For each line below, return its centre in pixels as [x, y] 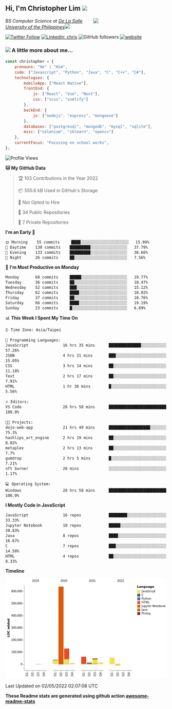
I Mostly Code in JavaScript [35, 505]
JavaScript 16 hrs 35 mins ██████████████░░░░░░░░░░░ [86, 345]
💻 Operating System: [28, 484]
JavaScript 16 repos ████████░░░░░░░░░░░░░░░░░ [86, 515]
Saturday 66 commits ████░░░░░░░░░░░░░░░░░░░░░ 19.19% [77, 303]
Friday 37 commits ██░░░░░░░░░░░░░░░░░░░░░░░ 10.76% [77, 297]
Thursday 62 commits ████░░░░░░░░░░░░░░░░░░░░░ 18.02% [77, 292]
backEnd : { [35, 110]
